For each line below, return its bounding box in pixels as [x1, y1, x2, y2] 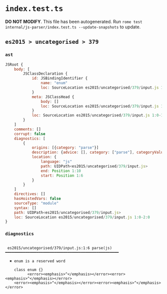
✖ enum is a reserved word [9, 258, 66, 264]
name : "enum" [40, 81, 68, 86]
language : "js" [40, 159, 72, 164]
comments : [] [14, 126, 41, 132]
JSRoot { [5, 62, 23, 67]
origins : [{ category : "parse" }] [31, 145, 99, 150]
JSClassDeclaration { [23, 71, 68, 76]
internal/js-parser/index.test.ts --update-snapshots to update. [5, 24, 141, 30]
